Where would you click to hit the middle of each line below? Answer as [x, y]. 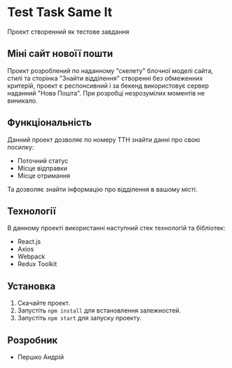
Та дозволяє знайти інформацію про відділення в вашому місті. [102, 189]
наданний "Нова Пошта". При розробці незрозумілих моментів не [106, 93]
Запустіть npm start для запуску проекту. [79, 318]
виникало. [22, 100]
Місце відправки [42, 168]
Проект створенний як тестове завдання [68, 32]
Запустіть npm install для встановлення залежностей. [99, 310]
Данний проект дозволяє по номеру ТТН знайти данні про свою [104, 139]
